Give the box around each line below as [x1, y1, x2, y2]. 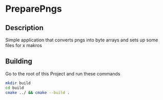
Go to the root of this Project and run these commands [5, 70, 120, 77]
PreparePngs [5, 3, 63, 15]
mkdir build [5, 80, 31, 86]
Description [5, 23, 44, 32]
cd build [5, 85, 24, 90]
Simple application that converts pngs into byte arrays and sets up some [5, 37, 158, 43]
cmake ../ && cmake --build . [5, 90, 70, 95]
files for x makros [5, 42, 43, 48]
